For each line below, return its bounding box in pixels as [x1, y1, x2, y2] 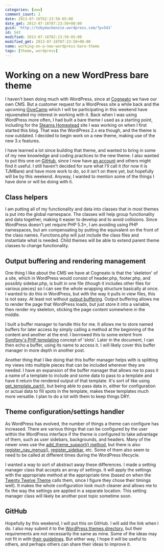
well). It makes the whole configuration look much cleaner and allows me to [5, 482, 158, 488]
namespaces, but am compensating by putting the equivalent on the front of [5, 227, 159, 233]
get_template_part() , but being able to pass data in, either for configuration [5, 383, 156, 389]
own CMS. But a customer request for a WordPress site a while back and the [5, 101, 160, 107]
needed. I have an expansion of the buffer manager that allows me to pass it [5, 367, 159, 374]
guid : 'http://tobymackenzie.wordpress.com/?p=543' [5, 26, 113, 30]
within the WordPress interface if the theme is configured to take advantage [5, 431, 158, 437]
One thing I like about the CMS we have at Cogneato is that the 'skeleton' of [5, 270, 158, 276]
